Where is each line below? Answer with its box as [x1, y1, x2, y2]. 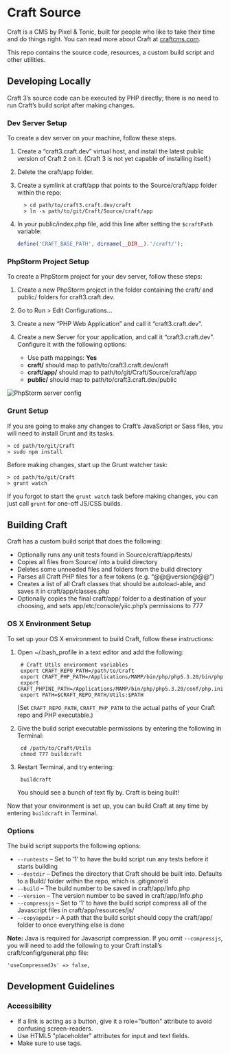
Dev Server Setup [7, 118, 67, 128]
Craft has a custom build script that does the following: [7, 537, 163, 546]
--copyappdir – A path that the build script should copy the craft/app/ [16, 913, 213, 921]
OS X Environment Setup [7, 619, 91, 629]
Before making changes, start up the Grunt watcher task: [7, 460, 168, 469]
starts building [16, 862, 58, 870]
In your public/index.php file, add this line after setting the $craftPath [16, 220, 214, 228]
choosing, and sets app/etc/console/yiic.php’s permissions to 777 [16, 602, 203, 610]
